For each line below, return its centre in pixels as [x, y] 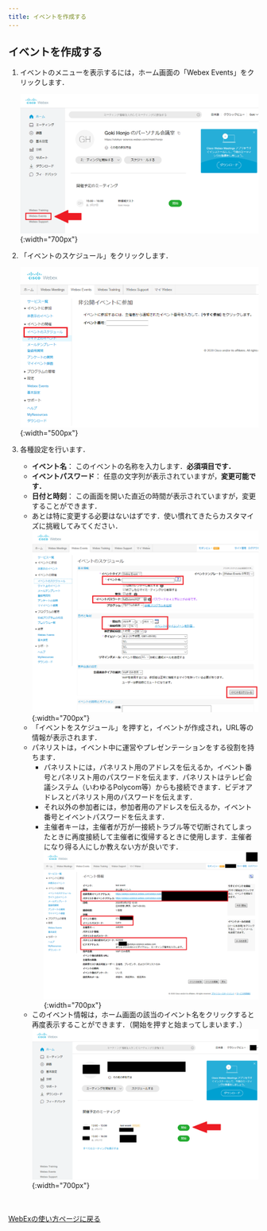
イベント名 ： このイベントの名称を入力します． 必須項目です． [133, 466]
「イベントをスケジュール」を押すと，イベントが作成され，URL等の [143, 728]
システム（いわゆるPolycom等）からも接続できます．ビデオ [148, 788]
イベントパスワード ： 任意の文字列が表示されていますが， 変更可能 [140, 476]
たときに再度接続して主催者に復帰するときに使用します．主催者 [148, 837]
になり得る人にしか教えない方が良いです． [113, 847]
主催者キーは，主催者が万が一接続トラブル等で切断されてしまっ [148, 827]
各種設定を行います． [54, 450]
